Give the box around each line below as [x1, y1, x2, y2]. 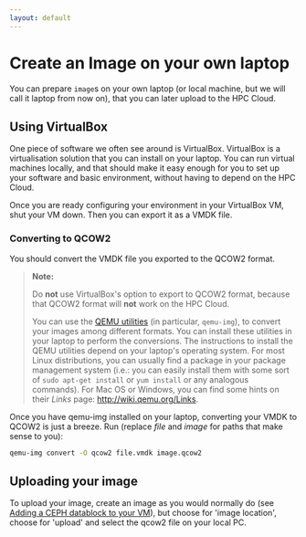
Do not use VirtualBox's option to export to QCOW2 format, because [31, 289, 290, 300]
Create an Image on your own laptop [9, 52, 290, 73]
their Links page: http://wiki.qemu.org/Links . [31, 394, 199, 405]
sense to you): [9, 430, 64, 441]
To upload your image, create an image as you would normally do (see [9, 498, 274, 509]
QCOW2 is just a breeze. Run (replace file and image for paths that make [9, 421, 283, 432]
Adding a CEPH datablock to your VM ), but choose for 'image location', [9, 508, 277, 519]
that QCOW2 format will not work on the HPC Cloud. [31, 298, 230, 309]
